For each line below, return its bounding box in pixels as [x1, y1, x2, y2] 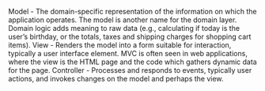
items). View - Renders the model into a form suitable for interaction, [8, 40, 232, 50]
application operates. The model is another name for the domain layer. [8, 15, 237, 25]
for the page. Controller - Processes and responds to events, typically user [8, 66, 252, 74]
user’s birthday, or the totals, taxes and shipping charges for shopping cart [8, 32, 252, 41]
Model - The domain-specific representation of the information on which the [8, 7, 257, 16]
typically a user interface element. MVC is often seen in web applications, [8, 49, 248, 58]
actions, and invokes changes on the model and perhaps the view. [8, 74, 224, 83]
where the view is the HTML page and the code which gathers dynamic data [8, 57, 257, 66]
